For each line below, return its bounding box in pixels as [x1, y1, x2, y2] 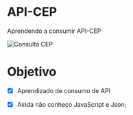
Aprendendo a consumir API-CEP [7, 27, 101, 35]
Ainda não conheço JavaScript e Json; [16, 100, 127, 108]
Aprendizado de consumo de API [16, 86, 111, 94]
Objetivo [7, 64, 57, 79]
